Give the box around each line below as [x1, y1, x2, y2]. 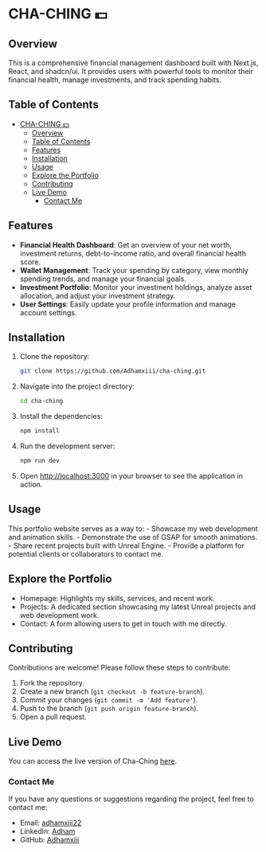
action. [19, 479, 43, 489]
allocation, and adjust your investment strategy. [19, 291, 176, 300]
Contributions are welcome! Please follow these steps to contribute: [8, 662, 231, 673]
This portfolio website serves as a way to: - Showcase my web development [8, 523, 259, 533]
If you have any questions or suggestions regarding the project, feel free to [8, 794, 255, 804]
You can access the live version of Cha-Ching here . [8, 756, 178, 766]
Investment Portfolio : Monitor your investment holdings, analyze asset [19, 282, 252, 291]
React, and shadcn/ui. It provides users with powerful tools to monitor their [8, 67, 253, 76]
